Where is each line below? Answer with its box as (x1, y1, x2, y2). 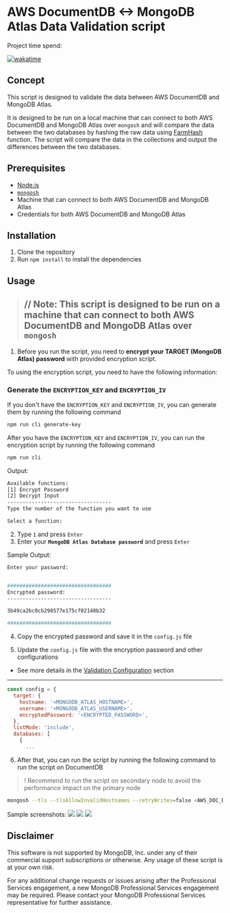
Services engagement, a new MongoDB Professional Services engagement (7, 883, 219, 892)
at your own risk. (7, 863, 55, 871)
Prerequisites (7, 163, 66, 174)
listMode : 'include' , (13, 724, 75, 731)
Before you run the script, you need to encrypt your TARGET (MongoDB (16, 347, 222, 356)
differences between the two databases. (7, 142, 121, 151)
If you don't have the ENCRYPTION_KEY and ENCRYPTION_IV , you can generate (7, 400, 217, 408)
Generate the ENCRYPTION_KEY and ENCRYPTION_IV (7, 385, 166, 395)
